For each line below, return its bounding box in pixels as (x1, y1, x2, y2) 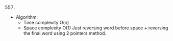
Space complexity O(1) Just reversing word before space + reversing (23, 25, 168, 31)
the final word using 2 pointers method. (23, 30, 107, 36)
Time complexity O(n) (23, 20, 69, 25)
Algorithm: (15, 14, 38, 20)
